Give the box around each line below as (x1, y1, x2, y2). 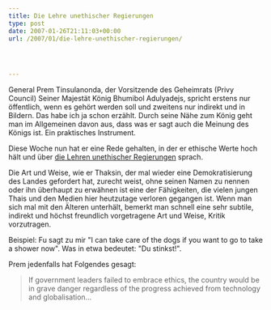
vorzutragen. (8, 219, 52, 229)
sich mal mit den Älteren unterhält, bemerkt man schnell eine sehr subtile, (8, 202, 254, 212)
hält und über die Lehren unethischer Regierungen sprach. (8, 152, 204, 162)
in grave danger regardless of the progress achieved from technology (28, 284, 261, 294)
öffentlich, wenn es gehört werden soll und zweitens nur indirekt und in (8, 102, 245, 112)
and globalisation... (28, 292, 92, 302)
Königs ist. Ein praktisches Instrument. (8, 128, 136, 138)
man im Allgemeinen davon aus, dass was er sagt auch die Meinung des (8, 119, 249, 130)
